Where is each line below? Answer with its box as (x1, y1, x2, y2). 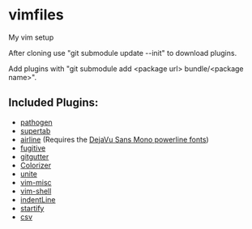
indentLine (19, 194, 56, 204)
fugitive (19, 143, 46, 153)
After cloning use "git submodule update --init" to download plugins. (8, 48, 237, 57)
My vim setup (8, 32, 54, 42)
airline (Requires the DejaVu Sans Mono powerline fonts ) (19, 134, 209, 144)
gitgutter (19, 151, 49, 161)
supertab (19, 125, 51, 135)
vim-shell (19, 186, 52, 196)
